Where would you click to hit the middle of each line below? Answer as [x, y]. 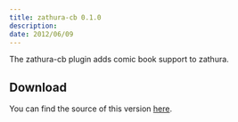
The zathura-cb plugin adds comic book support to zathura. [119, 60]
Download [38, 87]
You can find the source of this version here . [90, 109]
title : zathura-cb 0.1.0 [55, 17]
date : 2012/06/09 [41, 34]
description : [33, 26]
